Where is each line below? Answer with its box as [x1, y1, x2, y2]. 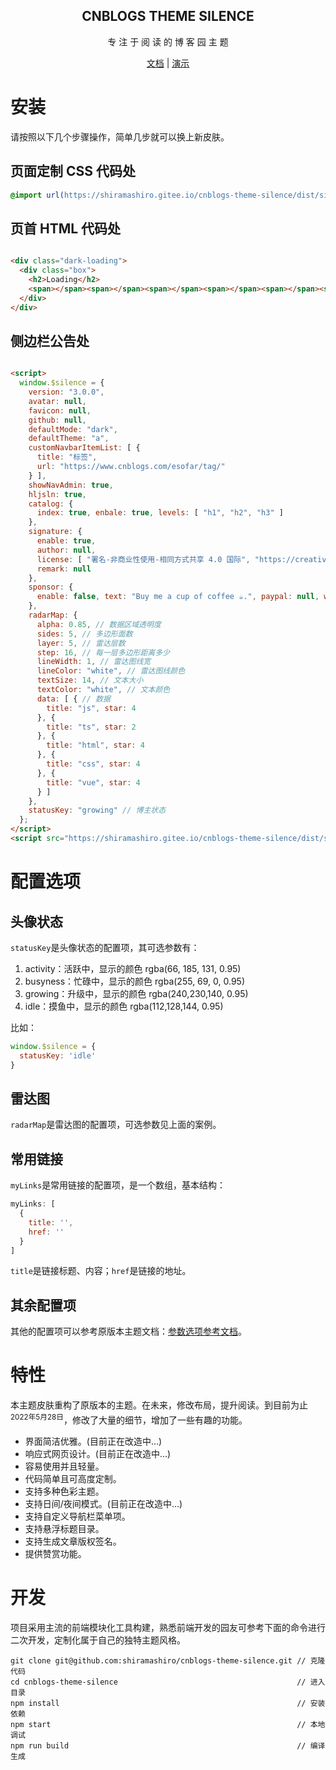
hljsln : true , [28, 489, 87, 499]
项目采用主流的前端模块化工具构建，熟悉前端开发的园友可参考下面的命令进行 [10, 1621, 326, 1633]
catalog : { [28, 499, 74, 509]
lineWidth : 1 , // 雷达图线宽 [36, 657, 152, 667]
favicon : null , [28, 405, 92, 416]
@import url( [10, 190, 65, 200]
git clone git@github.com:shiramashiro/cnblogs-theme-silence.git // [10, 1655, 307, 1666]
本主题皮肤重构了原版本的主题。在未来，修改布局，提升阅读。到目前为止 [10, 1399, 308, 1411]
